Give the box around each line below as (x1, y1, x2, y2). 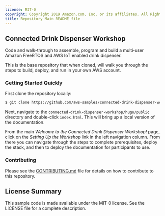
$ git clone (5, 100, 29, 105)
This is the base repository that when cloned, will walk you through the (5, 62, 148, 68)
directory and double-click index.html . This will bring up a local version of (5, 114, 155, 120)
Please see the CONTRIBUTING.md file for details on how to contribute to (5, 168, 154, 174)
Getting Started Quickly (5, 79, 63, 86)
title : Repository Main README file (5, 16, 80, 21)
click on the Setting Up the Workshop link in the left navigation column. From (5, 134, 160, 140)
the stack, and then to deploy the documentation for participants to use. (5, 144, 151, 150)
